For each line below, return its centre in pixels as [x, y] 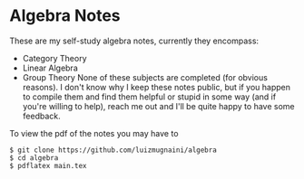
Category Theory [54, 58]
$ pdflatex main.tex [49, 165]
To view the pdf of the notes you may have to [94, 133]
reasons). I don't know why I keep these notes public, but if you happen [156, 87]
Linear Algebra [50, 68]
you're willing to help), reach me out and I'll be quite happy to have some [158, 106]
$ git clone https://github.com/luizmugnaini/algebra [113, 150]
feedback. [41, 116]
